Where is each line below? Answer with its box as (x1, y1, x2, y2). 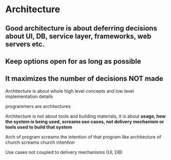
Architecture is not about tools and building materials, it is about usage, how (5, 113, 166, 119)
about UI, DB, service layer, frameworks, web (5, 32, 152, 40)
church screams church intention (5, 139, 75, 145)
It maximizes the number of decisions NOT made (5, 74, 163, 83)
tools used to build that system (5, 124, 72, 130)
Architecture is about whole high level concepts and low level (5, 88, 134, 94)
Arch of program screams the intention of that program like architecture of (5, 134, 162, 140)
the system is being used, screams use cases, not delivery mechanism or (5, 118, 164, 124)
